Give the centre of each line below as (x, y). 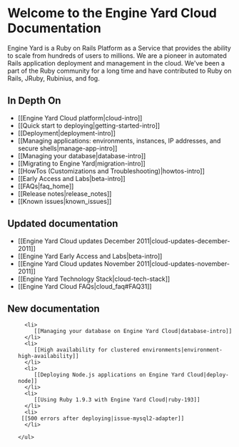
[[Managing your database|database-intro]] (82, 155)
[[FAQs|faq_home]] (46, 186)
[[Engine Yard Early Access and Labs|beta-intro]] (90, 256)
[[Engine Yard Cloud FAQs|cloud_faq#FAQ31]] (85, 286)
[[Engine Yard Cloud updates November (76, 263)
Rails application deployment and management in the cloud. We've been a (116, 63)
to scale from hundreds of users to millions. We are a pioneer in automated (117, 56)
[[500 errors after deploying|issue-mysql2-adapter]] (103, 418)
